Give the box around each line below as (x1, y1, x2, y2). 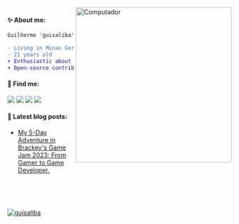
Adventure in (17, 135, 55, 144)
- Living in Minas (7, 45, 62, 52)
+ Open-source (7, 64, 50, 72)
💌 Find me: (7, 79, 40, 88)
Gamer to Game (17, 158, 65, 167)
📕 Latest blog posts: (7, 113, 68, 121)
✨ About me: (7, 16, 46, 24)
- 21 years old (7, 51, 53, 58)
